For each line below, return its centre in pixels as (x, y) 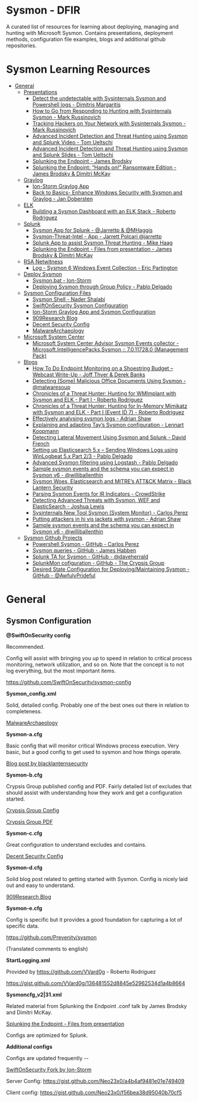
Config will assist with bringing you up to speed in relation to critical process (99, 658)
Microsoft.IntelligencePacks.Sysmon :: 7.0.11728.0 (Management (110, 349)
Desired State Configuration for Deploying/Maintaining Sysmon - (111, 569)
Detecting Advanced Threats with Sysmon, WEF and (96, 500)
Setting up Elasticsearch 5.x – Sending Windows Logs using (105, 450)
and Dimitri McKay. (29, 1012)
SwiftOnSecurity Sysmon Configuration (80, 305)
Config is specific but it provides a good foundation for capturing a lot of (94, 919)
